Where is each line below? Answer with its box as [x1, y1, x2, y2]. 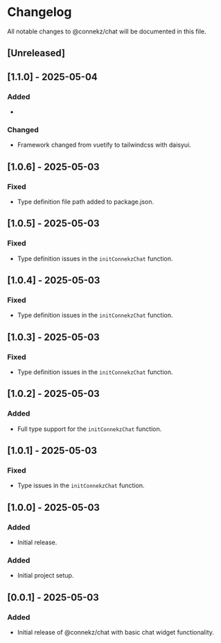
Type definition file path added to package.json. [17, 197, 154, 206]
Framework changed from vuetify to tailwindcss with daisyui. [17, 140, 192, 149]
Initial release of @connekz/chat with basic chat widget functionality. [17, 628, 215, 637]
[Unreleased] [7, 47, 66, 59]
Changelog [7, 4, 72, 20]
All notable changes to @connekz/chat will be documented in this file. [7, 27, 206, 35]
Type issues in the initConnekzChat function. [17, 481, 145, 490]
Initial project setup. [17, 571, 74, 580]
